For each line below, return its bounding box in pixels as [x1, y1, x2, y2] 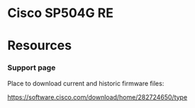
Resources [7, 38, 72, 54]
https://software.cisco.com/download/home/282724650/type [7, 92, 188, 101]
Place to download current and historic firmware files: [7, 79, 165, 87]
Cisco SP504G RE [7, 5, 114, 21]
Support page [7, 63, 56, 72]
